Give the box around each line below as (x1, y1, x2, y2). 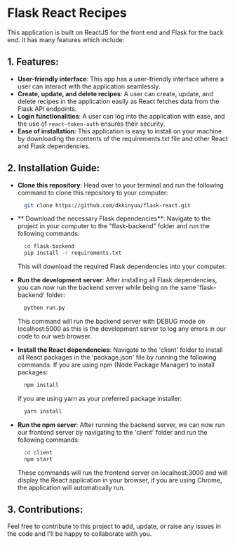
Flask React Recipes (7, 5, 128, 21)
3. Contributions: (7, 504, 83, 516)
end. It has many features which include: (7, 35, 125, 44)
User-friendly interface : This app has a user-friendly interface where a (17, 74, 224, 83)
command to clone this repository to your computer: (17, 188, 168, 197)
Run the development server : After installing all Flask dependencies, (17, 276, 217, 284)
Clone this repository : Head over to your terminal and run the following (17, 180, 224, 189)
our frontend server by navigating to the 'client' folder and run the (17, 428, 208, 436)
